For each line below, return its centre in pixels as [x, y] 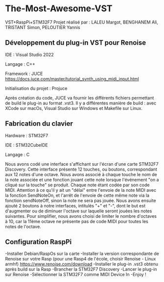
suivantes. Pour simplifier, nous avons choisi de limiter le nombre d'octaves [81, 216]
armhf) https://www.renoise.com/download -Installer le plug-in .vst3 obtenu [82, 264]
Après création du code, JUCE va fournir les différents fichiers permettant [80, 98]
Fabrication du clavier [39, 124]
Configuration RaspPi [38, 242]
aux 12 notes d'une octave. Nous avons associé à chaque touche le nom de [81, 174]
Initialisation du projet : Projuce [36, 88]
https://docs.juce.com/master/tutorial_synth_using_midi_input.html [72, 78]
